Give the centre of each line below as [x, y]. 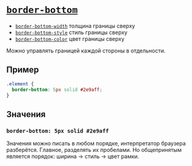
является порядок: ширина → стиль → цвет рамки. [73, 156]
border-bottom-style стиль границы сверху [71, 32]
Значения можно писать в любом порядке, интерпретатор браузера [96, 143]
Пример [23, 70]
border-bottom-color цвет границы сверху [70, 38]
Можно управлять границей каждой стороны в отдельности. [86, 51]
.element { [20, 84]
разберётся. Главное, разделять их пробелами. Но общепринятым [94, 150]
